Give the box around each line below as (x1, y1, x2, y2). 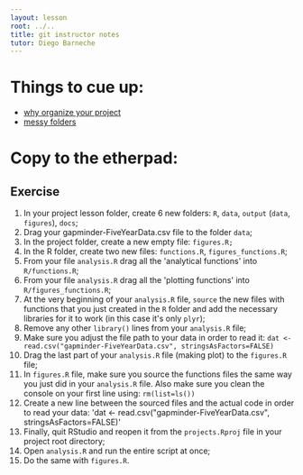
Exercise (10, 184, 60, 199)
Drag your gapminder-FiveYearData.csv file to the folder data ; (23, 227, 253, 238)
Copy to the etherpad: (10, 148, 179, 169)
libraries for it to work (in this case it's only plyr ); (23, 313, 206, 324)
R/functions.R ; (23, 265, 79, 276)
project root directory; (23, 436, 106, 447)
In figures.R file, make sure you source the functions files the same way (23, 369, 292, 379)
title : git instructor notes (10, 30, 120, 39)
